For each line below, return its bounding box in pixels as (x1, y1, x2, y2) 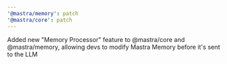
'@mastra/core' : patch (7, 17, 72, 23)
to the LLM (7, 50, 38, 58)
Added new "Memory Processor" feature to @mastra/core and (7, 35, 185, 43)
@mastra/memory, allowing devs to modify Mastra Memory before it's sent (7, 43, 221, 51)
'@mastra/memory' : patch (7, 10, 79, 17)
